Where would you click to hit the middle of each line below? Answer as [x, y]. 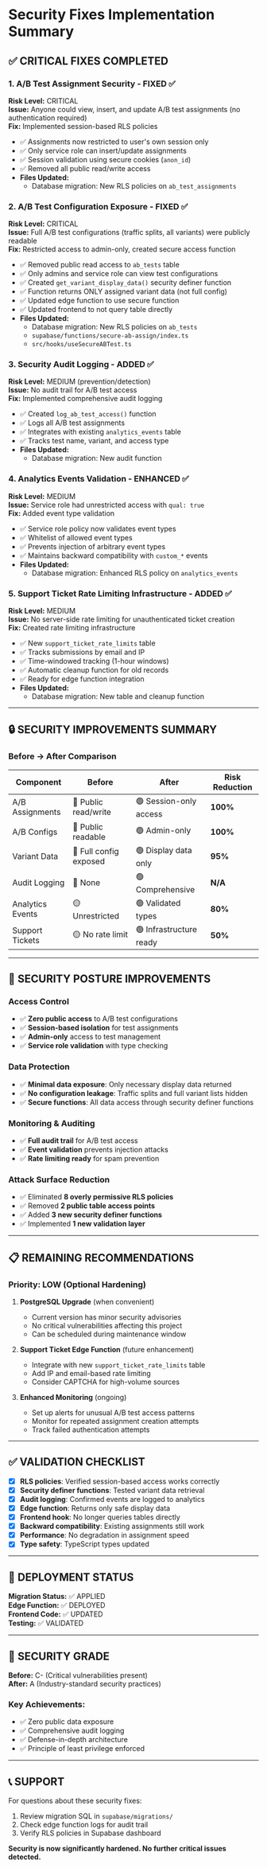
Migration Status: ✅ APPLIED [57, 1597]
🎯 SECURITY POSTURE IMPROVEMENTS [110, 979]
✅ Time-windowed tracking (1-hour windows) [94, 661]
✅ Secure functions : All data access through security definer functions [137, 1102]
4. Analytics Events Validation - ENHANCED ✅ [99, 479]
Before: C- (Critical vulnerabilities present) [78, 1675]
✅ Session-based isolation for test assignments [99, 1028]
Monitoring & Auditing [52, 1123]
